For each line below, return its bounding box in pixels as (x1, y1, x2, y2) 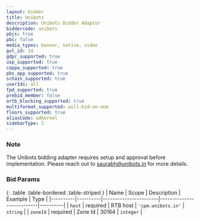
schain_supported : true (6, 76, 66, 82)
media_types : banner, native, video (6, 43, 98, 49)
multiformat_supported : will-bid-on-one (6, 103, 109, 110)
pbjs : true (6, 31, 34, 37)
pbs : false (6, 37, 34, 43)
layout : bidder (6, 8, 44, 15)
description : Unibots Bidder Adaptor (6, 20, 101, 26)
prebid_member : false (6, 92, 61, 98)
